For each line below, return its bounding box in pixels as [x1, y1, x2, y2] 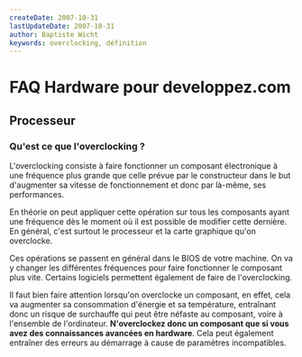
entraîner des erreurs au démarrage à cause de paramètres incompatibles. [9, 337, 287, 348]
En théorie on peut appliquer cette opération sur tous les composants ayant [9, 206, 290, 217]
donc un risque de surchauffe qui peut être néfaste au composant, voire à [9, 308, 284, 320]
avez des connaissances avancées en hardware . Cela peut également [9, 328, 274, 339]
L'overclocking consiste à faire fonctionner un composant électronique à [9, 160, 278, 171]
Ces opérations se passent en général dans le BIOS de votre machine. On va [9, 253, 293, 264]
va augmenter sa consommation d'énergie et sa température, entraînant [9, 299, 277, 310]
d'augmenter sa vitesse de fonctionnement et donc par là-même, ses [9, 179, 267, 190]
